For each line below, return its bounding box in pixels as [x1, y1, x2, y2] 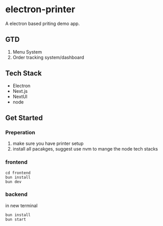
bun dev [5, 179, 22, 184]
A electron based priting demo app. [5, 20, 80, 27]
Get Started [5, 113, 43, 122]
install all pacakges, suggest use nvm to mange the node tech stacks [12, 146, 158, 152]
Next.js [12, 88, 28, 94]
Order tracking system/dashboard [12, 54, 84, 60]
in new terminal [5, 203, 38, 209]
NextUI [12, 93, 28, 99]
